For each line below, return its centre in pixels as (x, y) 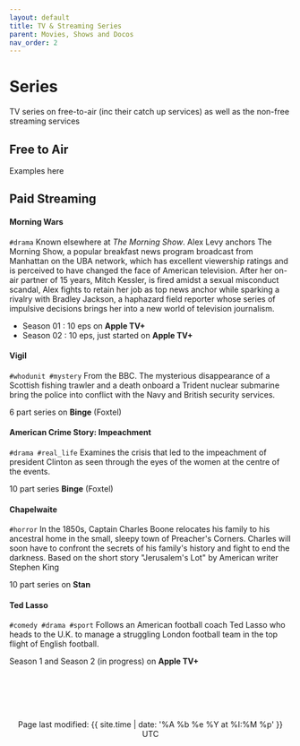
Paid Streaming (53, 199)
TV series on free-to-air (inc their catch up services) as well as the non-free (149, 112)
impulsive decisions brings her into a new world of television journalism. (142, 308)
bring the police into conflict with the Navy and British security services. (142, 394)
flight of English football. (55, 644)
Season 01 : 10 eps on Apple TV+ (84, 326)
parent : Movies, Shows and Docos (72, 34)
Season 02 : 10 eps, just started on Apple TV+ (107, 335)
